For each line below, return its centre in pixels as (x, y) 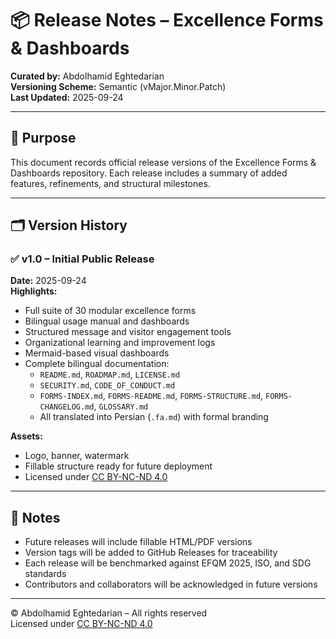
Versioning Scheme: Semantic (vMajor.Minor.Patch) (118, 86)
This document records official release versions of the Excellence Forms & (163, 162)
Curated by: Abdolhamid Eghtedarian (87, 76)
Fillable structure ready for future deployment (118, 466)
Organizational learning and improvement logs (120, 343)
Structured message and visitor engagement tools (128, 332)
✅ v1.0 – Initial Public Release (82, 259)
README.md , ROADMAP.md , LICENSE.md (110, 374)
